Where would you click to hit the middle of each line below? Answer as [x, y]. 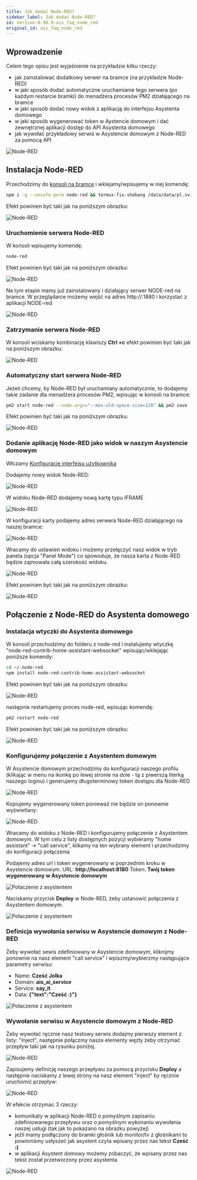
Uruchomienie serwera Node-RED [55, 233]
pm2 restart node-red [33, 718]
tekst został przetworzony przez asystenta [66, 1159]
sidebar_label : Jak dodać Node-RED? [51, 17]
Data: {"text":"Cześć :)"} [46, 994]
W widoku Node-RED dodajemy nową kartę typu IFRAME [75, 498]
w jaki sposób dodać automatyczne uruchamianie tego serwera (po [96, 90]
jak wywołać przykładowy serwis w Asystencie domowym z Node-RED [100, 134]
